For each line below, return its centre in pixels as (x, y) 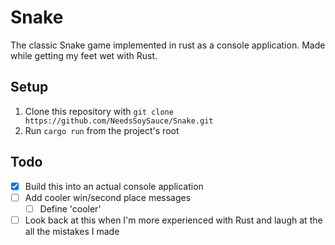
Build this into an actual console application (114, 186)
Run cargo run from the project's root (102, 130)
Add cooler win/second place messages (108, 197)
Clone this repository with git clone (99, 111)
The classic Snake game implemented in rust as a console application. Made (168, 45)
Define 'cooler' (70, 208)
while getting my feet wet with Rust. (84, 55)
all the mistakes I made (72, 231)
